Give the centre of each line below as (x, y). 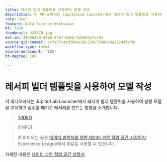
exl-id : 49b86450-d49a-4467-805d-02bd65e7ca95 (54, 38)
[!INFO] (25, 127)
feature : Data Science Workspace (40, 24)
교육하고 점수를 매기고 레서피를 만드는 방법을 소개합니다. (65, 108)
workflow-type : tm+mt (28, 47)
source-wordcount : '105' (31, 51)
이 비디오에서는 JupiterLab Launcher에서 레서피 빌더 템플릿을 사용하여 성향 (79, 101)
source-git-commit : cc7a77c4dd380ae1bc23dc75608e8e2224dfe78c (71, 42)
